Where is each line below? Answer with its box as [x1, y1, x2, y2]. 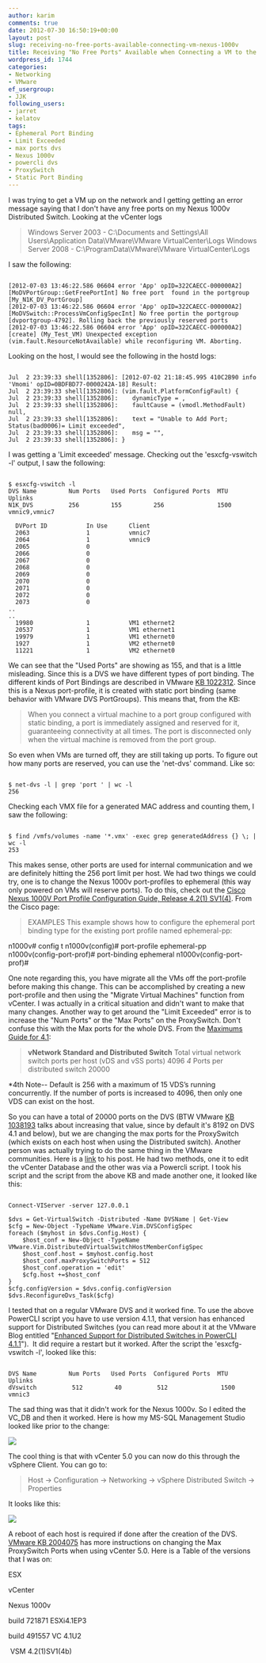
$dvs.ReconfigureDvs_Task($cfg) [8, 1292, 115, 1300]
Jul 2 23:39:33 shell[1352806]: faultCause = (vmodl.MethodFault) [8, 401, 246, 409]
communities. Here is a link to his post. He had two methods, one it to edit [8, 1154, 249, 1163]
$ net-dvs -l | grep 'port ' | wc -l [8, 781, 133, 789]
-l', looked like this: [35, 1347, 97, 1357]
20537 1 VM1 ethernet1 [15, 626, 176, 634]
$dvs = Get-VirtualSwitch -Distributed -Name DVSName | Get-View [8, 1215, 228, 1223]
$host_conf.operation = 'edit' [22, 1264, 126, 1272]
